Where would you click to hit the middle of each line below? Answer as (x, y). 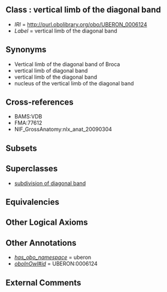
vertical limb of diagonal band (51, 70)
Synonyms (26, 50)
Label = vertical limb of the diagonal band (66, 31)
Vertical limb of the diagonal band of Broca (67, 64)
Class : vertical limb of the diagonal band (83, 10)
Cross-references (40, 102)
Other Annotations (41, 243)
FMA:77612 (28, 123)
